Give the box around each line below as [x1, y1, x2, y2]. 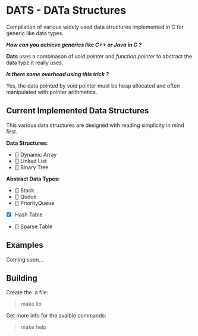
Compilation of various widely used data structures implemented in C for [6, 23, 184, 30]
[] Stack [14, 186, 34, 194]
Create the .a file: [6, 289, 49, 296]
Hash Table [14, 211, 43, 218]
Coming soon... [6, 256, 43, 263]
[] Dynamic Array [14, 151, 57, 158]
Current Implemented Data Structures [6, 105, 149, 116]
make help [20, 323, 46, 331]
